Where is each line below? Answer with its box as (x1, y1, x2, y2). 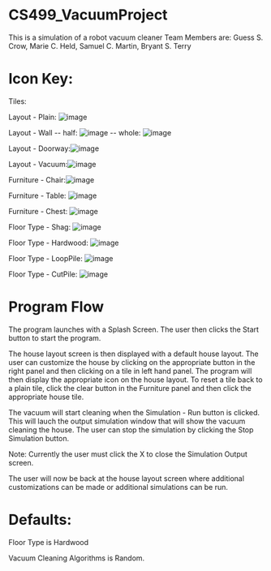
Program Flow (8, 298, 104, 316)
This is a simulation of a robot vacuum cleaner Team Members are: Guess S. (8, 32, 264, 42)
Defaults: (8, 511, 72, 529)
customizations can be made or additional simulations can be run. (8, 482, 229, 492)
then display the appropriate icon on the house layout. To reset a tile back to (8, 375, 263, 384)
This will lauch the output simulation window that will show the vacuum (8, 416, 246, 426)
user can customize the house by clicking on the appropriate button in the (8, 357, 256, 367)
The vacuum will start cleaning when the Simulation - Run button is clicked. (8, 407, 260, 417)
